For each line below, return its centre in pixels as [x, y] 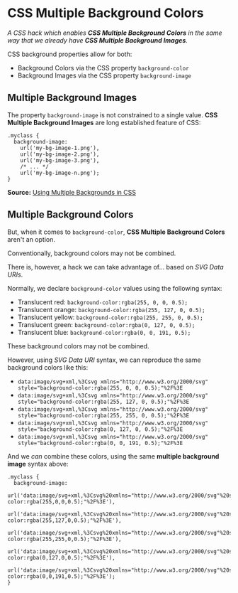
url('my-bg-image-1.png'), [60, 148]
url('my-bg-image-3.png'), [60, 160]
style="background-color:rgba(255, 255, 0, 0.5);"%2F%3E [103, 415]
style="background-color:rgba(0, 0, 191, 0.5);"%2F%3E [100, 443]
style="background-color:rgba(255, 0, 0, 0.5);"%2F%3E [100, 388]
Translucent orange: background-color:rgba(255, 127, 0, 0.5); [111, 309]
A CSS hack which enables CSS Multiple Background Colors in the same [115, 33]
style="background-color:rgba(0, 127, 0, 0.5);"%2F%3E [100, 429]
